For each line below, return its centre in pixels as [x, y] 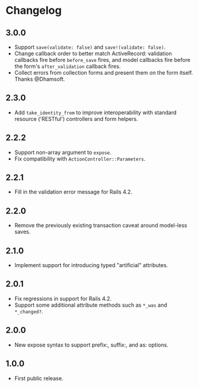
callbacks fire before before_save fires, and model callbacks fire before [102, 60]
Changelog [34, 11]
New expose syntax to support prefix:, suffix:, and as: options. [91, 345]
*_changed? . [29, 311]
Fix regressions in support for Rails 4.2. [63, 298]
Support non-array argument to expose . [63, 152]
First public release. [39, 378]
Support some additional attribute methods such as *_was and [91, 305]
